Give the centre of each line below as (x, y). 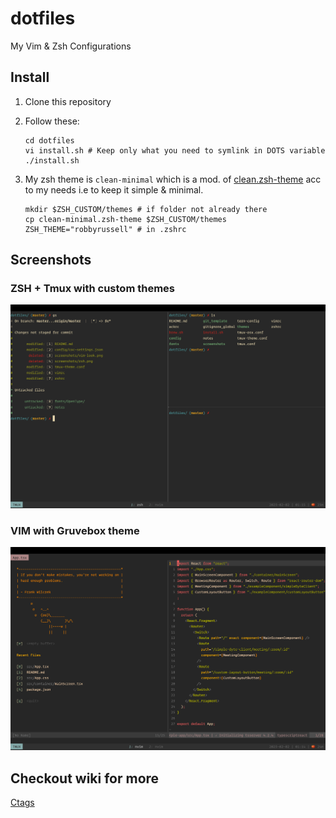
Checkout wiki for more (85, 778)
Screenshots (51, 260)
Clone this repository (68, 101)
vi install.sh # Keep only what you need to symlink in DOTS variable (175, 150)
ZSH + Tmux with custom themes (92, 289)
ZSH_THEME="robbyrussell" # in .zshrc (105, 229)
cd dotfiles (49, 140)
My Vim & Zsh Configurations (71, 46)
